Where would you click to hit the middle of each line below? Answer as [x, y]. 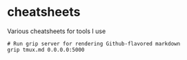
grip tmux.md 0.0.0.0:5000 [46, 50]
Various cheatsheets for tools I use [57, 31]
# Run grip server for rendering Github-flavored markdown [94, 43]
